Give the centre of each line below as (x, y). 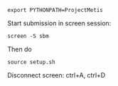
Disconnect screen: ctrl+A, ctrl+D (57, 75)
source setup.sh (31, 62)
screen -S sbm (28, 36)
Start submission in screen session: (59, 23)
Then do (20, 49)
